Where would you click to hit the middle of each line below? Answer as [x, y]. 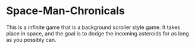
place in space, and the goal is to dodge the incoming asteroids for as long [97, 33]
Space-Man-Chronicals [65, 11]
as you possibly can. [31, 40]
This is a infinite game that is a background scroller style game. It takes [93, 27]
